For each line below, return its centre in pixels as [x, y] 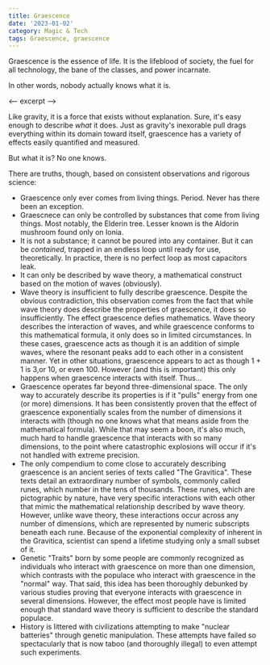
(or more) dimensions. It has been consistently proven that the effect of [138, 404]
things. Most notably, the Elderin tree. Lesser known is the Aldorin [129, 224]
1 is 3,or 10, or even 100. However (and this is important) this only [128, 370]
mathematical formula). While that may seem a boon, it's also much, [133, 429]
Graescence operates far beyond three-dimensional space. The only [134, 387]
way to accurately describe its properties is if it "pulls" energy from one [139, 395]
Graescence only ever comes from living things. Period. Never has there [140, 198]
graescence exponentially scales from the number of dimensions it [131, 412]
